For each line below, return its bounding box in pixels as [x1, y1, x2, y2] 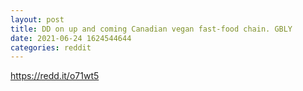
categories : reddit [10, 42, 92, 53]
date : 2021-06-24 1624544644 [10, 33, 132, 43]
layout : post [10, 14, 65, 25]
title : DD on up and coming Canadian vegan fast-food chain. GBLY [10, 24, 293, 34]
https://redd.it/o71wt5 [10, 70, 100, 82]
